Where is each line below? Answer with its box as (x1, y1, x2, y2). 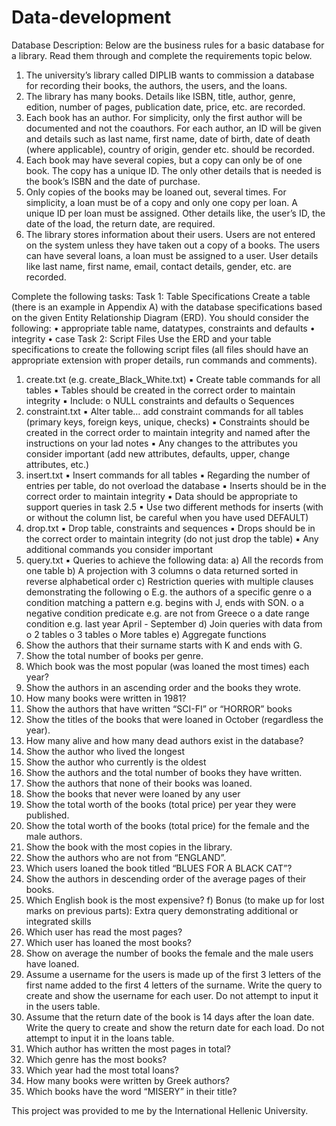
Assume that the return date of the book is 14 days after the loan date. (25, 1011, 315, 1023)
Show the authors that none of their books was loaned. (25, 777, 253, 789)
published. (25, 809, 70, 821)
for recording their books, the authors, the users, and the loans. (25, 79, 288, 91)
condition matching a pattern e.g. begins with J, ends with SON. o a (25, 596, 304, 608)
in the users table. (25, 1000, 101, 1012)
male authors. (25, 830, 83, 842)
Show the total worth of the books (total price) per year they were (25, 798, 297, 810)
